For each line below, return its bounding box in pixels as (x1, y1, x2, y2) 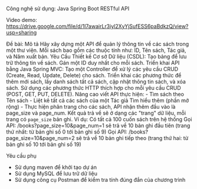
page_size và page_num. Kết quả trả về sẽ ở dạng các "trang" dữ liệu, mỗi (6, 109, 186, 116)
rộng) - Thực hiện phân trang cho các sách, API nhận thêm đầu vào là (6, 103, 176, 110)
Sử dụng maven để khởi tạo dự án (14, 164, 97, 171)
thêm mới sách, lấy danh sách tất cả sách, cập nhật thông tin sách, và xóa (6, 78, 186, 85)
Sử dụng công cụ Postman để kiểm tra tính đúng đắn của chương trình (14, 177, 186, 183)
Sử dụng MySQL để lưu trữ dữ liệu (14, 170, 97, 177)
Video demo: (6, 17, 37, 23)
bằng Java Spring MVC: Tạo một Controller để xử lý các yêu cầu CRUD (6, 66, 179, 73)
